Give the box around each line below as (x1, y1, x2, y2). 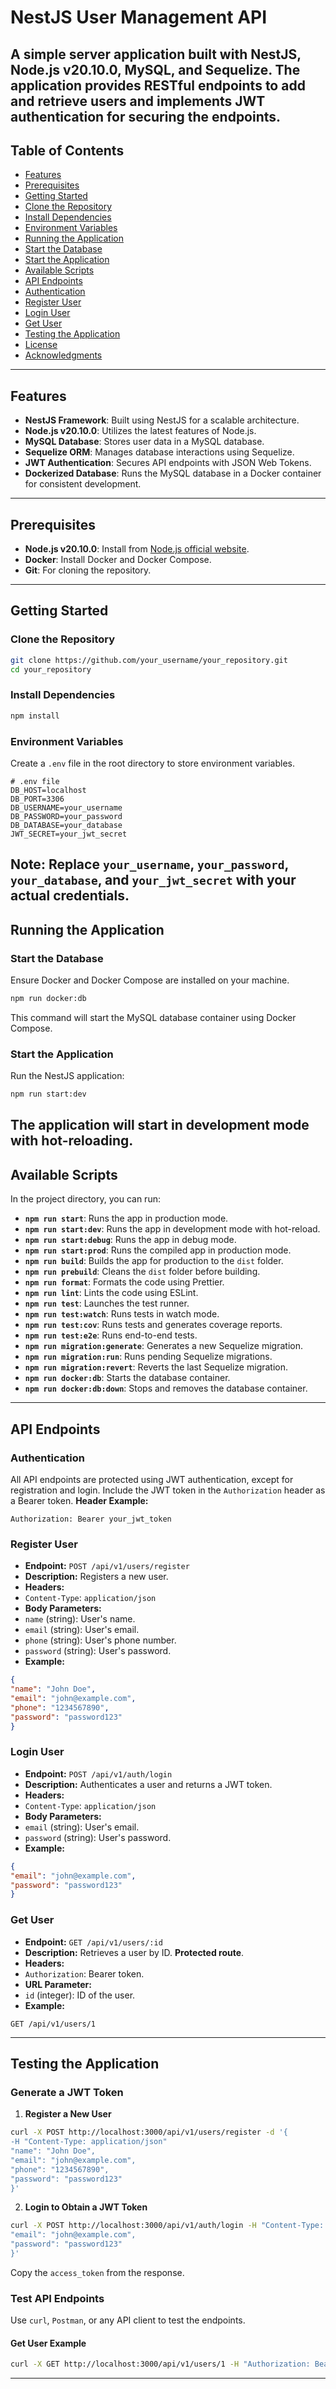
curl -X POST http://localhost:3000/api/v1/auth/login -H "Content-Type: (10, 2221, 325, 2231)
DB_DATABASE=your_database (10, 820, 123, 830)
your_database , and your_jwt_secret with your (10, 872, 297, 889)
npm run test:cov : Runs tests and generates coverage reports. (24, 1319, 283, 1331)
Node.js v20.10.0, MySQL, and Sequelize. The (10, 61, 301, 78)
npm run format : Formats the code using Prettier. (24, 1276, 225, 1288)
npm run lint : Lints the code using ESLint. (24, 1287, 199, 1299)
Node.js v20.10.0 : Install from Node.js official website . (24, 543, 250, 555)
